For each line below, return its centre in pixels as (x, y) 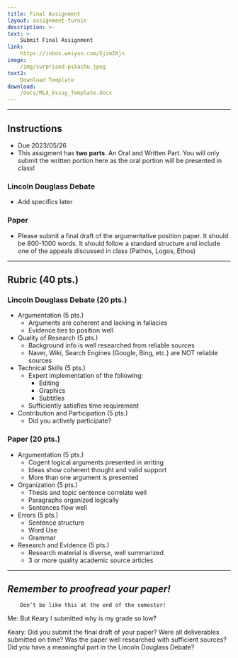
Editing (49, 383)
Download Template (47, 80)
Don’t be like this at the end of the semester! (93, 606)
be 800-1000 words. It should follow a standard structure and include (119, 243)
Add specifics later (45, 202)
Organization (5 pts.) (47, 485)
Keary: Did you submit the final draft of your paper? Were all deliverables (113, 632)
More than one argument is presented (83, 477)
